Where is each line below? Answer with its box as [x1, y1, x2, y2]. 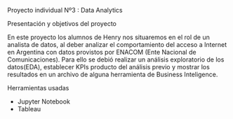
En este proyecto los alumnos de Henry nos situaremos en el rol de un [7, 33, 211, 41]
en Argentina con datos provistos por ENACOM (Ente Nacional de [7, 48, 197, 56]
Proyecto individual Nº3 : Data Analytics [7, 6, 123, 14]
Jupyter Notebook [17, 97, 70, 106]
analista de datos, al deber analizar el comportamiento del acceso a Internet [7, 41, 227, 48]
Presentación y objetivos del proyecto [7, 20, 117, 27]
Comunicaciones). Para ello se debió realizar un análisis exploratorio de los [7, 55, 225, 64]
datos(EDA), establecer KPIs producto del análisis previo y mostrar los [7, 63, 211, 71]
